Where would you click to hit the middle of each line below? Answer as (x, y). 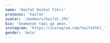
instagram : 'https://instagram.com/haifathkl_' (56, 28)
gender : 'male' (21, 33)
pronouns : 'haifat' (25, 14)
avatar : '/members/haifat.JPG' (38, 19)
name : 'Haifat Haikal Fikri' (35, 10)
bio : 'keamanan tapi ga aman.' (38, 23)
